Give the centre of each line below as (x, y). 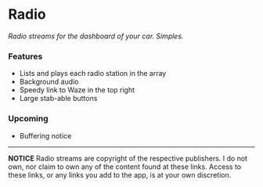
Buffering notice (45, 135)
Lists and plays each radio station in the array (93, 74)
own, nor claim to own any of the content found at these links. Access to (124, 167)
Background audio (49, 82)
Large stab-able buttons (58, 99)
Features (25, 56)
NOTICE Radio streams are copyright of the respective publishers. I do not (128, 158)
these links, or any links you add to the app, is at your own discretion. (120, 174)
